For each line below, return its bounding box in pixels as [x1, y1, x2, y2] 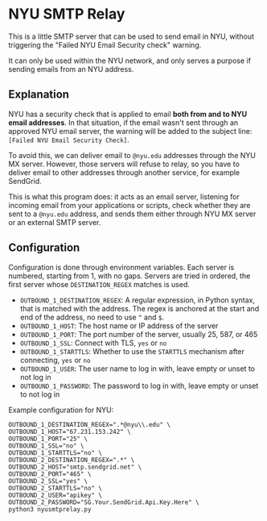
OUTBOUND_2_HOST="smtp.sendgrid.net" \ [8, 463, 142, 471]
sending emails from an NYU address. [8, 64, 134, 73]
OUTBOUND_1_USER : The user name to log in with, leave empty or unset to [19, 364, 256, 373]
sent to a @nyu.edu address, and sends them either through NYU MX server [8, 209, 257, 219]
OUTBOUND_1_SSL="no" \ [8, 441, 84, 450]
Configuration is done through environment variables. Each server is [8, 262, 235, 272]
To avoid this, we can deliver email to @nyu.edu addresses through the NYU [8, 150, 256, 160]
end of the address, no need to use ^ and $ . [19, 312, 165, 322]
